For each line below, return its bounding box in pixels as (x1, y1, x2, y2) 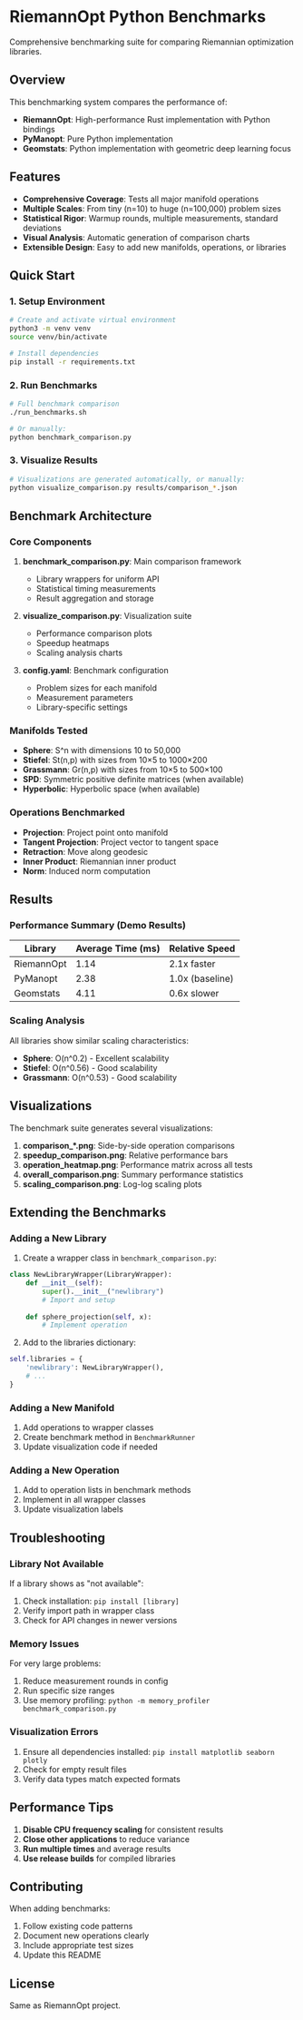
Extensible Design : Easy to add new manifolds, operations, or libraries (22, 241, 287, 252)
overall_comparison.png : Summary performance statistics (22, 1169, 244, 1180)
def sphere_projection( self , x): (25, 1312, 152, 1321)
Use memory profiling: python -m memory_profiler (22, 1695, 210, 1706)
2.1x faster (169, 957, 216, 970)
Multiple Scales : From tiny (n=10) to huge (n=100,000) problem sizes (22, 202, 281, 214)
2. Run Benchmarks (9, 378, 98, 391)
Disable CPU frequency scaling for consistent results (22, 1824, 224, 1835)
